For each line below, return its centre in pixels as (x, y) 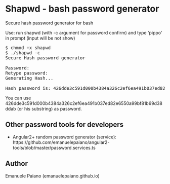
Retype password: (27, 73)
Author (16, 163)
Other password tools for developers (65, 125)
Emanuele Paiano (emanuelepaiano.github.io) (52, 176)
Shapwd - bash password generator (82, 9)
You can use (18, 98)
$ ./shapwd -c (23, 53)
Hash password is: (28, 88)
